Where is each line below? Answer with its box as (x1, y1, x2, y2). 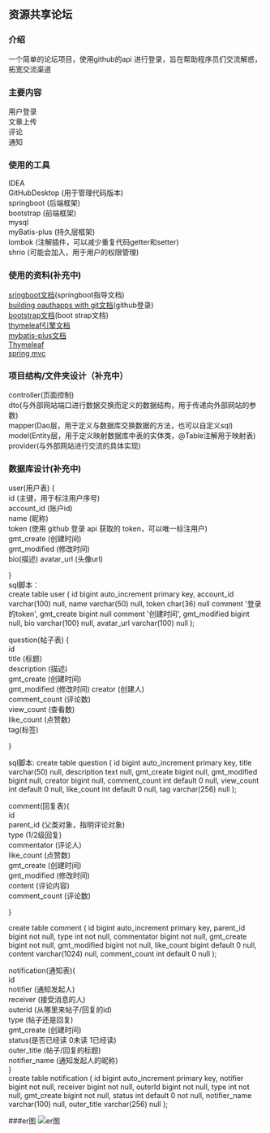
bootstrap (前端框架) (8, 208, 77, 218)
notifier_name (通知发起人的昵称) (8, 1056, 119, 1066)
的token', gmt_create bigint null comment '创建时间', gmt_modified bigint (8, 609, 250, 619)
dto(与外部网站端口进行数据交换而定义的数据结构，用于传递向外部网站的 (8, 400, 250, 410)
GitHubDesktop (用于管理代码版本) (8, 188, 124, 198)
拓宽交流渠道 (8, 64, 51, 74)
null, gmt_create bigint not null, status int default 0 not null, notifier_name (8, 1091, 252, 1100)
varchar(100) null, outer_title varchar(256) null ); (8, 1100, 169, 1109)
